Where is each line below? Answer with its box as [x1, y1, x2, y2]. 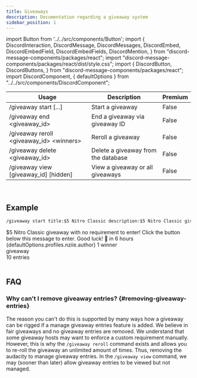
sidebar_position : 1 [6, 19, 57, 25]
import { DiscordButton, [115, 60, 172, 67]
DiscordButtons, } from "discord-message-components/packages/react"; [6, 67, 184, 74]
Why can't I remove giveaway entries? [6, 295, 118, 303]
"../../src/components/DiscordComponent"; [6, 79, 110, 86]
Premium [162, 93, 188, 102]
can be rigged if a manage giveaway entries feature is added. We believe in [6, 321, 189, 329]
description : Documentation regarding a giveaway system [6, 14, 148, 20]
